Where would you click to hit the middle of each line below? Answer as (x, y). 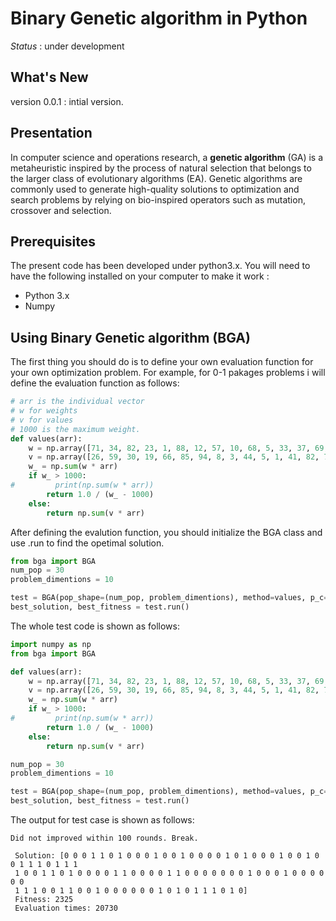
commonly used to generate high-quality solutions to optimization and (155, 189)
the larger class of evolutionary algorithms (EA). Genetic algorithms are (156, 178)
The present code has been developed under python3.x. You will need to (160, 266)
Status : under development (67, 46)
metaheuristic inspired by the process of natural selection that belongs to (161, 168)
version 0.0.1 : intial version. (67, 101)
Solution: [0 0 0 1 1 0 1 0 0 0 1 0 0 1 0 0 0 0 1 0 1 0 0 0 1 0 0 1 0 (167, 856)
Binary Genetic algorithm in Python (159, 18)
